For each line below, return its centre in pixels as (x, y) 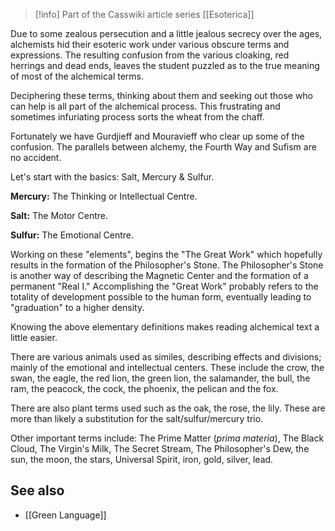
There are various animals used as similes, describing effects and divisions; (166, 357)
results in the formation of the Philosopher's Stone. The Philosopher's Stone (167, 265)
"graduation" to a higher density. (77, 307)
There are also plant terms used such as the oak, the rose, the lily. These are (168, 408)
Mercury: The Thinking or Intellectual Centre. (104, 196)
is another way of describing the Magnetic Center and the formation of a (159, 275)
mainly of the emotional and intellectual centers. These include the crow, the (167, 367)
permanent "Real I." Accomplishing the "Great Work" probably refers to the (164, 286)
